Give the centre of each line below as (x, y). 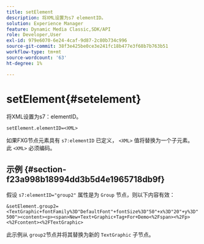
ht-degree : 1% (25, 63)
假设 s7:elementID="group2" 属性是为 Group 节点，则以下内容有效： (91, 195)
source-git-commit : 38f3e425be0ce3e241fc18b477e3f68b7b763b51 (87, 47)
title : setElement (30, 12)
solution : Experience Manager (45, 23)
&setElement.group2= (33, 207)
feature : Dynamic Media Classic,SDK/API (59, 29)
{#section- (45, 169)
